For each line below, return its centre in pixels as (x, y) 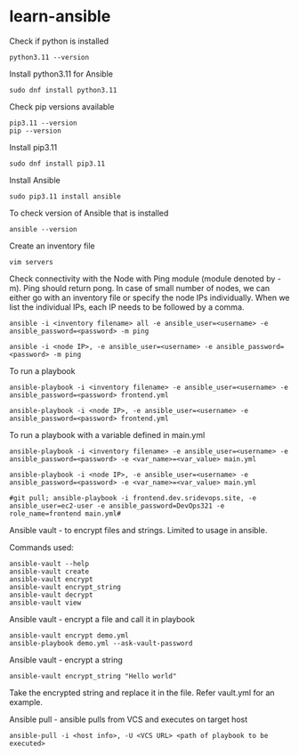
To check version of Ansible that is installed (89, 213)
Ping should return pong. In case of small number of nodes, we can (147, 288)
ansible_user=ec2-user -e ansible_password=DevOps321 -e (117, 506)
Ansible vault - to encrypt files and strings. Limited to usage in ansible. (138, 530)
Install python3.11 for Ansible (61, 74)
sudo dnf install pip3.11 (57, 163)
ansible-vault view (45, 603)
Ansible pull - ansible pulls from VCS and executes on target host (129, 719)
